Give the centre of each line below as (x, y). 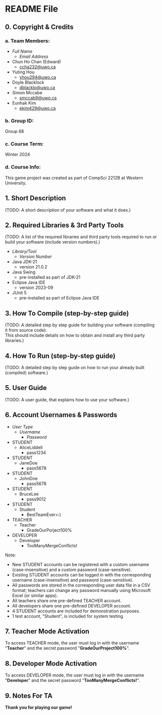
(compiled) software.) (27, 373)
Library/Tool (24, 251)
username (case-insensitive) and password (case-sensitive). (73, 580)
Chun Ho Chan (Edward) (37, 61)
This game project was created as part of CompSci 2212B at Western (74, 178)
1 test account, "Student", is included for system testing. (68, 616)
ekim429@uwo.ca (37, 108)
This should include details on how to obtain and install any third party (75, 335)
